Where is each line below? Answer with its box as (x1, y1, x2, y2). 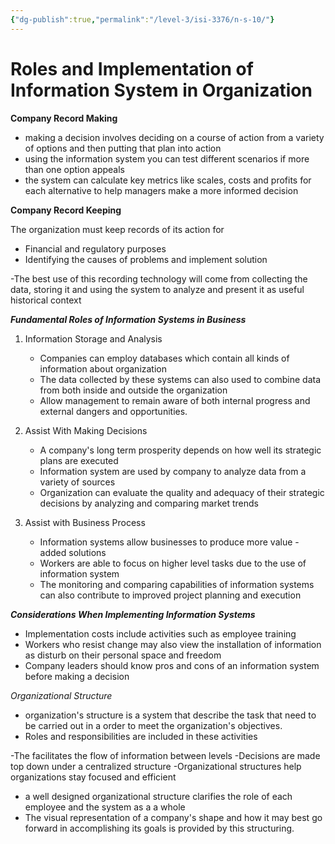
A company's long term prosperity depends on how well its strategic (39, 444, 322, 456)
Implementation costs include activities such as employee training (24, 627, 297, 640)
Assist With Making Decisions (24, 424, 148, 436)
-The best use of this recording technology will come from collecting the (10, 272, 308, 285)
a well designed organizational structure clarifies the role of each (24, 790, 293, 802)
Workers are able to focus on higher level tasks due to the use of (39, 557, 307, 569)
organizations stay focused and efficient (10, 771, 177, 783)
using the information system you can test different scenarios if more (24, 152, 310, 165)
